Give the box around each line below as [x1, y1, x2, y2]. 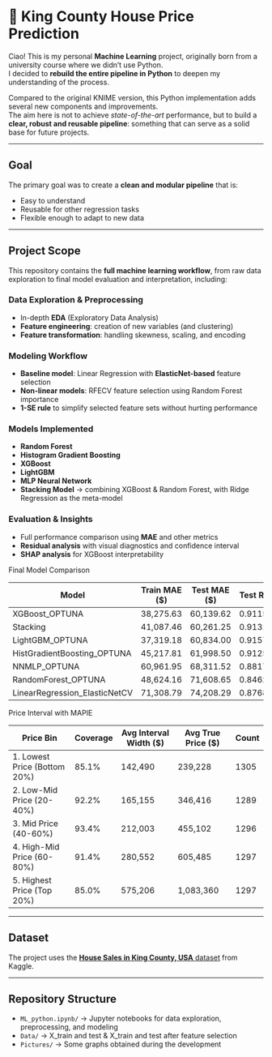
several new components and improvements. [8, 101, 159, 111]
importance [19, 395, 59, 404]
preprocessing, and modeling [19, 1022, 119, 1032]
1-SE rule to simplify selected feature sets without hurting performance [19, 403, 257, 413]
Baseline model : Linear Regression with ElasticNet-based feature [19, 369, 241, 379]
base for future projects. [8, 127, 90, 137]
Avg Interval [121, 727, 170, 738]
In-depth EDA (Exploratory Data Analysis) [19, 312, 159, 323]
